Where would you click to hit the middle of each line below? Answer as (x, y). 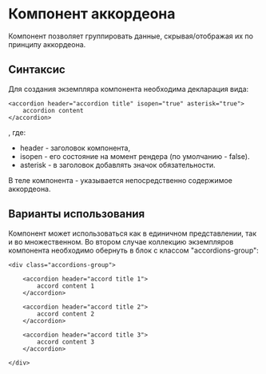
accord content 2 (66, 314)
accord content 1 (66, 286)
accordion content (53, 110)
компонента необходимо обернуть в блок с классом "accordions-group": (134, 250)
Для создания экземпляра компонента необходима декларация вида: (129, 89)
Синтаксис (37, 70)
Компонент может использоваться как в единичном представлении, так (133, 233)
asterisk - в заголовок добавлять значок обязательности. (117, 165)
